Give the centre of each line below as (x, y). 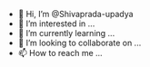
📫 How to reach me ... (60, 53)
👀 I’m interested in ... (56, 24)
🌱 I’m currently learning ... (66, 33)
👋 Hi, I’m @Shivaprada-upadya (75, 14)
